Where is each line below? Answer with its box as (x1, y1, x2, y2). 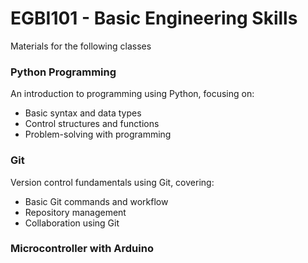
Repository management (24, 206, 127, 218)
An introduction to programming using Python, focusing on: (10, 88, 255, 100)
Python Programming (10, 65, 117, 79)
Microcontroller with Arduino (10, 242, 154, 256)
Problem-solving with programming (24, 128, 172, 141)
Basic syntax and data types (24, 107, 142, 119)
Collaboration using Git (24, 217, 120, 229)
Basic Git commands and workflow (24, 195, 169, 207)
